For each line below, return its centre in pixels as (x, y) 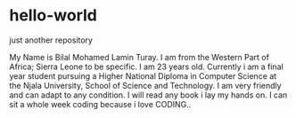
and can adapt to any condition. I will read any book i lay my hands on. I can (148, 95)
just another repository (51, 40)
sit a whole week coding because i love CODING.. (100, 104)
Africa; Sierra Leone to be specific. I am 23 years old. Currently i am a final (146, 67)
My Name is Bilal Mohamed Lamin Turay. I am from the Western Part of (140, 57)
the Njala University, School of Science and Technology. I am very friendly (146, 85)
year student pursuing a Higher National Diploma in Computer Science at (143, 75)
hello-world (53, 16)
